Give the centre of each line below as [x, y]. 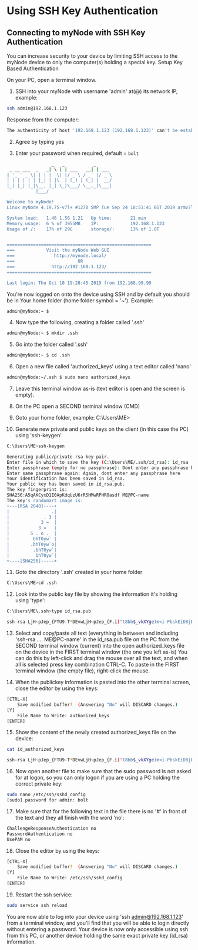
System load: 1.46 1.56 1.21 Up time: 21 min [76, 218]
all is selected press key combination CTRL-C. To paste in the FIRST [97, 664]
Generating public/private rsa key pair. [58, 457]
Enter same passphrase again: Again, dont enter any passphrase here [94, 473]
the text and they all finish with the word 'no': [70, 817]
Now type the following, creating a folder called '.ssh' [80, 322]
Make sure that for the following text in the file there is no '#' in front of [101, 811]
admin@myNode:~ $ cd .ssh [38, 355]
